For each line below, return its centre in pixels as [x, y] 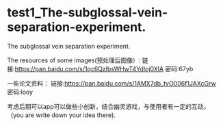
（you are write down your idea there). [62, 115]
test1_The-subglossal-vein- [88, 13]
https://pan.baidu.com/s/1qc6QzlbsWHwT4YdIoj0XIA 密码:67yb [104, 68]
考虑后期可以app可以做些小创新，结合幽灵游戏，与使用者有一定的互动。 [108, 106]
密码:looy [20, 92]
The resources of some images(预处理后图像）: [74, 60]
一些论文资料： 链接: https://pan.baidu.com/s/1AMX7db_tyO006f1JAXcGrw [112, 83]
